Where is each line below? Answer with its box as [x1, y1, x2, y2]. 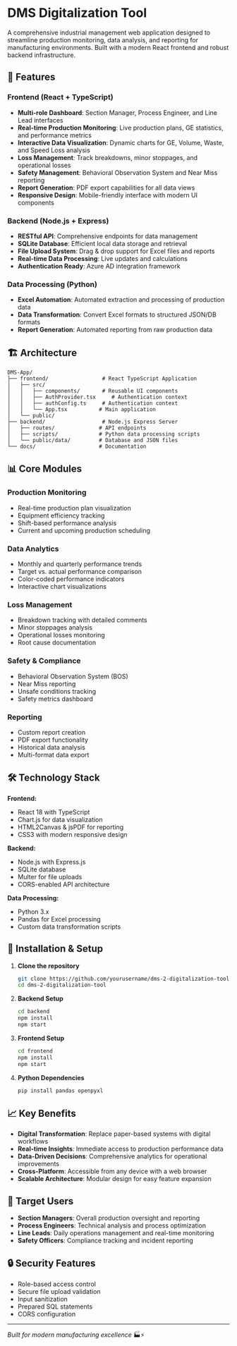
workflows [17, 1137, 49, 1146]
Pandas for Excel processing [17, 914, 101, 923]
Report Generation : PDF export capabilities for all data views [17, 183, 195, 192]
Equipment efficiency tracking [17, 511, 105, 520]
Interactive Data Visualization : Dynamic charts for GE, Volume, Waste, [17, 138, 224, 147]
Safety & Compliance [7, 656, 81, 666]
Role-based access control [17, 1280, 97, 1288]
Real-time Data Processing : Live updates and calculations [17, 254, 188, 262]
